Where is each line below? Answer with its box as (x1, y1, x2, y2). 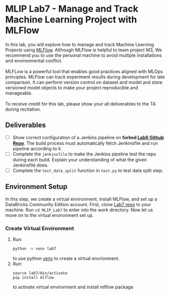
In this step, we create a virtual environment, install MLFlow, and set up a (5, 196, 157, 202)
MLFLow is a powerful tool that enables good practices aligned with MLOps (5, 68, 163, 74)
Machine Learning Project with (5, 14, 137, 25)
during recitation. (5, 106, 42, 112)
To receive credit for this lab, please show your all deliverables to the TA (5, 101, 156, 107)
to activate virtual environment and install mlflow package (12, 284, 133, 290)
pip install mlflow (12, 275, 54, 280)
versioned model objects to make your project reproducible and (5, 84, 139, 90)
